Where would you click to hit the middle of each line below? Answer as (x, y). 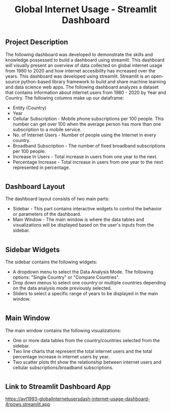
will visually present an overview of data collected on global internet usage (84, 65)
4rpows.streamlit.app (28, 404)
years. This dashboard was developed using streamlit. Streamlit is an (78, 76)
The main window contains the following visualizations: (63, 330)
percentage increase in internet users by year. (61, 356)
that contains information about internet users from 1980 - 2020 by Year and (86, 92)
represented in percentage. (41, 167)
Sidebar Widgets (33, 249)
